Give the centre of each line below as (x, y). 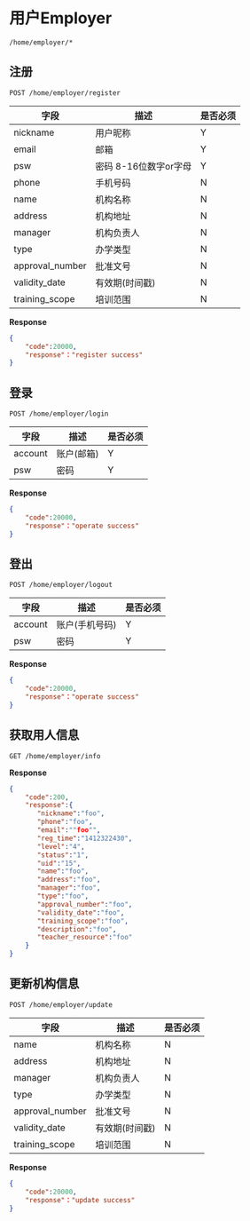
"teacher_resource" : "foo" (85, 938)
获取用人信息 (44, 735)
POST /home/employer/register (65, 93)
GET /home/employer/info (55, 756)
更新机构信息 (44, 983)
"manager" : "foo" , (69, 888)
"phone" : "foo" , (65, 822)
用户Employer (61, 18)
